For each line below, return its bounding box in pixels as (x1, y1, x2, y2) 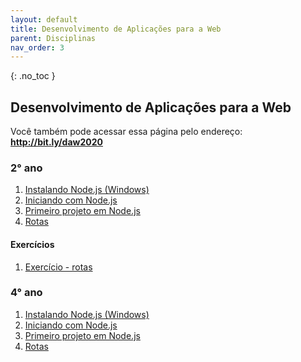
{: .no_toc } (10, 70, 56, 82)
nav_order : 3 (10, 42, 65, 53)
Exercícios (10, 238, 55, 250)
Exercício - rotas (24, 261, 93, 273)
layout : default (10, 14, 78, 25)
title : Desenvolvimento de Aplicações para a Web (10, 24, 222, 34)
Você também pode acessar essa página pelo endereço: (10, 126, 243, 138)
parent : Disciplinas (10, 33, 97, 43)
